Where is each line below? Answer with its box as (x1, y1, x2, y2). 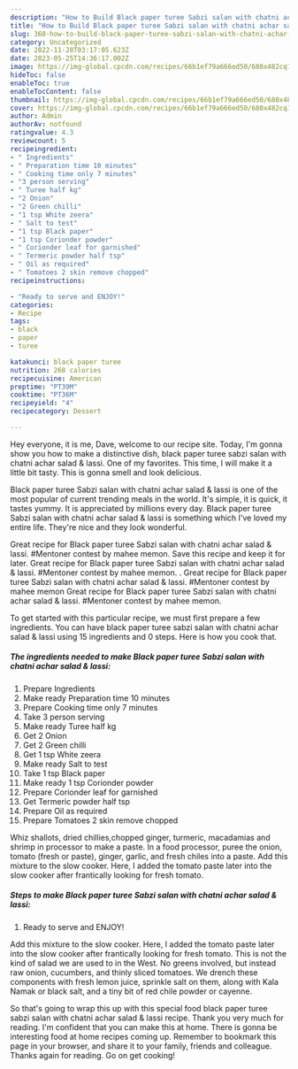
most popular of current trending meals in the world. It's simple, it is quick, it (10, 493, 288, 504)
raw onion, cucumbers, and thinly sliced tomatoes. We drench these (10, 966, 259, 978)
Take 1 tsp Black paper (22, 767, 105, 779)
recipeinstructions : (10, 276, 87, 285)
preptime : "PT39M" (10, 382, 78, 391)
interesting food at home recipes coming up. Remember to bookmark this (10, 1031, 277, 1042)
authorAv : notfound (10, 120, 82, 129)
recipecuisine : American (10, 373, 102, 383)
